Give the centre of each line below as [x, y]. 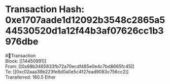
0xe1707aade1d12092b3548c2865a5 [85, 20]
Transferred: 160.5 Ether [30, 77]
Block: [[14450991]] [26, 61]
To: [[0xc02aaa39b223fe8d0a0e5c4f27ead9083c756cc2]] [67, 71]
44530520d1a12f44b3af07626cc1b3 [84, 31]
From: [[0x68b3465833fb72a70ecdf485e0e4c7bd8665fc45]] [70, 66]
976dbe [22, 42]
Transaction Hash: [45, 9]
